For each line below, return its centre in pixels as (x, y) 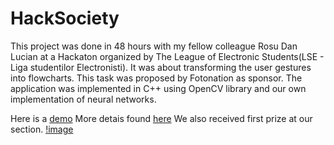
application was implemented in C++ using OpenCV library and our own (158, 88)
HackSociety (65, 18)
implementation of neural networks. (83, 99)
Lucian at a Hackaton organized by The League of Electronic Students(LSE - (167, 56)
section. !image (42, 129)
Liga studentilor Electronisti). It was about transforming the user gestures (161, 67)
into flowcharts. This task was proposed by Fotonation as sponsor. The (156, 78)
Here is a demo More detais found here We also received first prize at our (161, 118)
